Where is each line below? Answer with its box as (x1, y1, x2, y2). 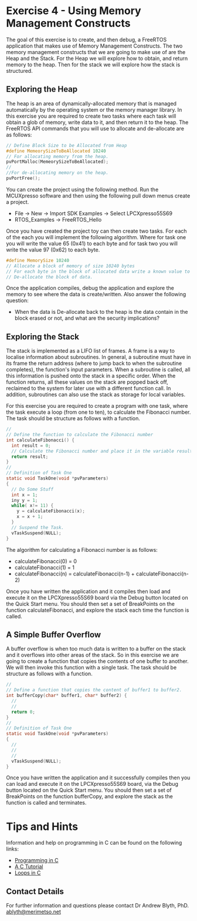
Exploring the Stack (6, 331, 79, 341)
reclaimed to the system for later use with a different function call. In (6, 385, 171, 392)
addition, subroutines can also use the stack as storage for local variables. (6, 391, 186, 398)
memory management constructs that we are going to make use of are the (6, 48, 186, 55)
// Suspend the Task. (11, 524, 64, 530)
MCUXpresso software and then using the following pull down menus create (6, 192, 191, 199)
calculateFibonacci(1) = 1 (14, 564, 75, 571)
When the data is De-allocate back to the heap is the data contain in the (14, 309, 188, 316)
